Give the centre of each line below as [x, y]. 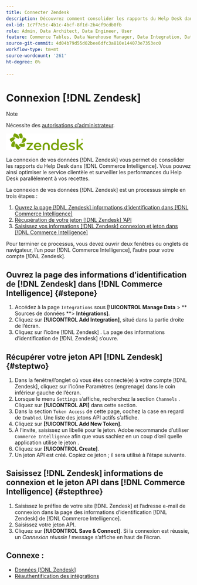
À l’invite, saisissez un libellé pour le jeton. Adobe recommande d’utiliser [102, 430]
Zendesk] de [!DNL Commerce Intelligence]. [68, 518]
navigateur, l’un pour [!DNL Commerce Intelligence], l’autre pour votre [90, 250]
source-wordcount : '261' [36, 56]
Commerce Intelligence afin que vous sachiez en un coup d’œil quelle [98, 437]
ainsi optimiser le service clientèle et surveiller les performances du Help [94, 173]
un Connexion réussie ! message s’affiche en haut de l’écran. [88, 537]
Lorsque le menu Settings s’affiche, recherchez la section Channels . [97, 399]
